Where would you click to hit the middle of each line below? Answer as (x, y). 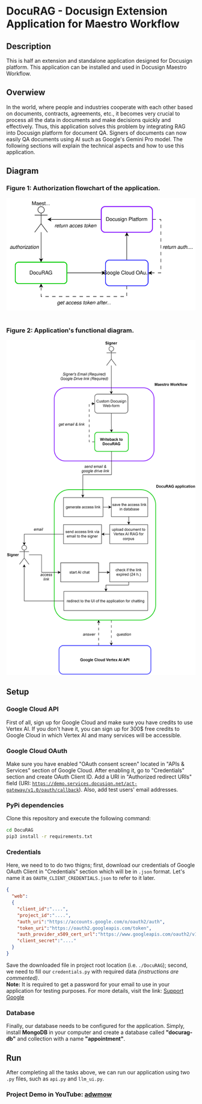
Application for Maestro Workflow (93, 24)
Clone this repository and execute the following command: (79, 818)
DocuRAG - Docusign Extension (87, 11)
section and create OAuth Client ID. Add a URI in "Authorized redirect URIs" (99, 777)
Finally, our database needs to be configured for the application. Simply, (96, 1026)
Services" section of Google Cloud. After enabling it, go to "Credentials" (96, 770)
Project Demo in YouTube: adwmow (59, 1094)
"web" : (20, 896)
